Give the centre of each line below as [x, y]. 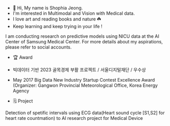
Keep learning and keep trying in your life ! [57, 26]
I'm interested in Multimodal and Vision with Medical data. [74, 13]
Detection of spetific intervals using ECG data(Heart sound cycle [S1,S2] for [85, 113]
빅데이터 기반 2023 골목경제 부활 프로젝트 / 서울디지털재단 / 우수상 [79, 70]
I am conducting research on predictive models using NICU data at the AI [82, 36]
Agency [21, 91]
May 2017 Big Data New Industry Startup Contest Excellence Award [84, 80]
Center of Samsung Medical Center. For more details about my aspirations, [84, 42]
